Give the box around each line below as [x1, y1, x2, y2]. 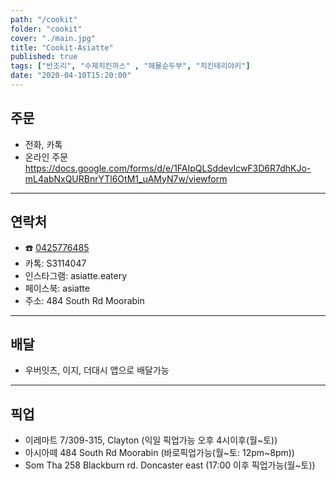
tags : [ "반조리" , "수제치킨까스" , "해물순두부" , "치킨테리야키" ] [10, 61, 251, 71]
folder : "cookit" [10, 24, 83, 34]
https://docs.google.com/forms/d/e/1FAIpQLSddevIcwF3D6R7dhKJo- [24, 162, 312, 174]
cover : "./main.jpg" [10, 33, 97, 43]
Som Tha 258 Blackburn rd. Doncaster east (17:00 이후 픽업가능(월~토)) [24, 459, 316, 471]
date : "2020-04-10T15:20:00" [10, 71, 132, 81]
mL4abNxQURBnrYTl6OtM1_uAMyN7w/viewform [24, 172, 228, 185]
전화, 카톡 [24, 138, 63, 150]
